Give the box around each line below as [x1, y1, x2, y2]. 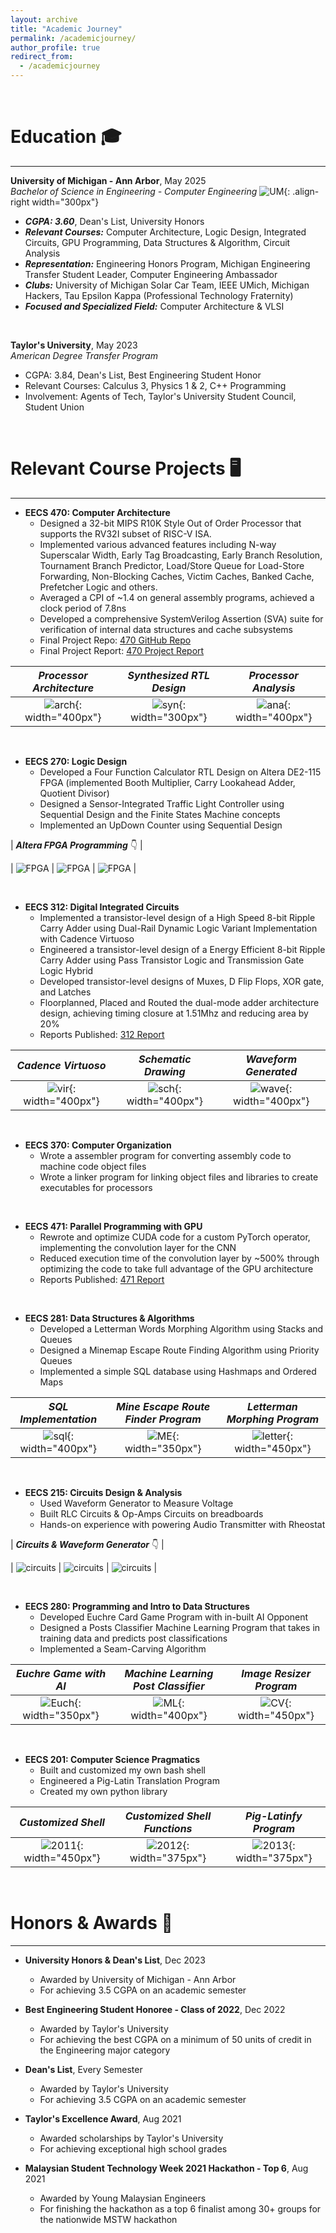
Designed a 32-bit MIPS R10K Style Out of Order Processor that [39, 517, 302, 529]
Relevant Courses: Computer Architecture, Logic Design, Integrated [24, 226, 307, 238]
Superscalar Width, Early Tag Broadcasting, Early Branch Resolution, [39, 549, 323, 561]
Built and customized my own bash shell [39, 1764, 206, 1776]
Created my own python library [39, 1785, 168, 1797]
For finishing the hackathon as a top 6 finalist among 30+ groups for [39, 2202, 322, 2215]
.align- [292, 185, 320, 197]
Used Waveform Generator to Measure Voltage [39, 1497, 234, 1509]
